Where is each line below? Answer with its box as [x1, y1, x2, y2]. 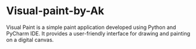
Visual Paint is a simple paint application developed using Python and [6, 24, 176, 31]
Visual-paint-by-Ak [6, 4, 104, 18]
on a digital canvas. [6, 36, 54, 43]
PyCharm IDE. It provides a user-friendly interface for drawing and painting [6, 30, 191, 37]
